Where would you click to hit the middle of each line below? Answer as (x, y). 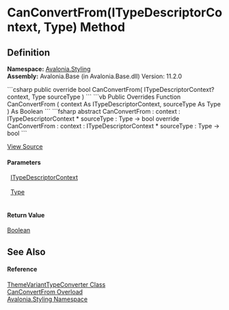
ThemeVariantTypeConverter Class (56, 285)
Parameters (24, 162)
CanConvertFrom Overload (45, 292)
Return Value (26, 215)
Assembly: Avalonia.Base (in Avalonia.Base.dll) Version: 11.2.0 (95, 76)
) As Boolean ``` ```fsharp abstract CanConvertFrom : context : (94, 111)
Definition (28, 52)
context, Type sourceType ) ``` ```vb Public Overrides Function (94, 97)
